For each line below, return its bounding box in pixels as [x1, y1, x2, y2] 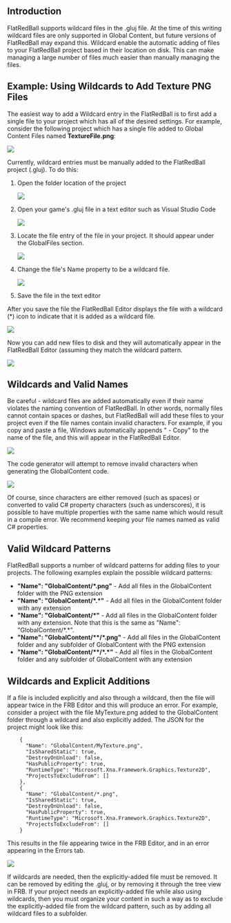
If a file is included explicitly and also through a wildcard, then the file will [7, 694, 215, 702]
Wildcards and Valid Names [7, 379, 129, 391]
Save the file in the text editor [17, 291, 101, 300]
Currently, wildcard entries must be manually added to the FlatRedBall [7, 158, 205, 166]
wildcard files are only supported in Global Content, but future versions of [7, 31, 217, 39]
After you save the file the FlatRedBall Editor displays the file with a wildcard [7, 304, 223, 313]
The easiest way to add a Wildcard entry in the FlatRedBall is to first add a [7, 110, 217, 118]
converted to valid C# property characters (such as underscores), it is [7, 501, 205, 509]
